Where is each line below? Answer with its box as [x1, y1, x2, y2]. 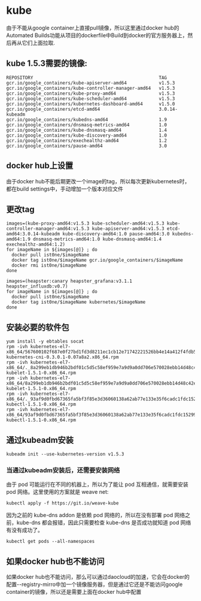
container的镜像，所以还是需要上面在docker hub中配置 [6, 588, 142, 596]
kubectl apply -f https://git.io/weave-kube [6, 500, 119, 506]
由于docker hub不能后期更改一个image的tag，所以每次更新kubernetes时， [6, 177, 190, 185]
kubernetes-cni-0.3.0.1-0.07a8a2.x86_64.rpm [6, 354, 119, 360]
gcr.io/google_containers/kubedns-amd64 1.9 [6, 116, 167, 123]
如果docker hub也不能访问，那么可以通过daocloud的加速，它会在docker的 [6, 573, 190, 581]
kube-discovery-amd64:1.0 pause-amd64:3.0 [62, 231, 170, 237]
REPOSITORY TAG [6, 74, 167, 81]
